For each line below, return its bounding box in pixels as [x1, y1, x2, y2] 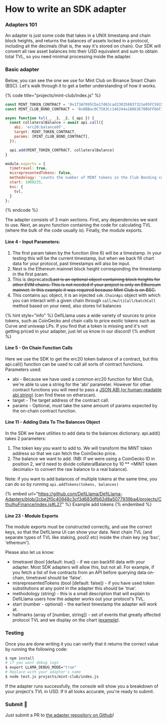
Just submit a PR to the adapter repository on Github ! [5, 712, 114, 718]
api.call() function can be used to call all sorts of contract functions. [5, 361, 144, 367]
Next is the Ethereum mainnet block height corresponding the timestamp [12, 266, 162, 271]
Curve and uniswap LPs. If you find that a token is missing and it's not [5, 323, 148, 329]
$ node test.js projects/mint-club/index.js [5, 674, 99, 679]
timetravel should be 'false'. [26, 575, 83, 581]
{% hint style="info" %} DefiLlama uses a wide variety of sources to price [5, 312, 156, 318]
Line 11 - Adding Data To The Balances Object [5, 419, 100, 425]
